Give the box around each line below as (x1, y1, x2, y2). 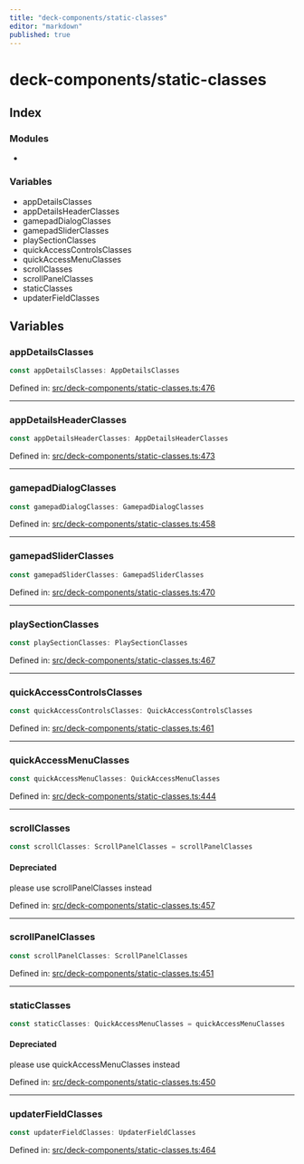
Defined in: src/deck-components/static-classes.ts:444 (9, 791, 217, 802)
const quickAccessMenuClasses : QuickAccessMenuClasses (9, 774, 221, 784)
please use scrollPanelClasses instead (9, 882, 152, 893)
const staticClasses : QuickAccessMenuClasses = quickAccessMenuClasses (9, 1019, 285, 1028)
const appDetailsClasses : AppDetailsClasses (9, 366, 180, 376)
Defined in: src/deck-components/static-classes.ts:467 (9, 654, 215, 666)
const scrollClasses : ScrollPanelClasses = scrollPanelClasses (9, 842, 253, 851)
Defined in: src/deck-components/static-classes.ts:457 (9, 899, 215, 910)
